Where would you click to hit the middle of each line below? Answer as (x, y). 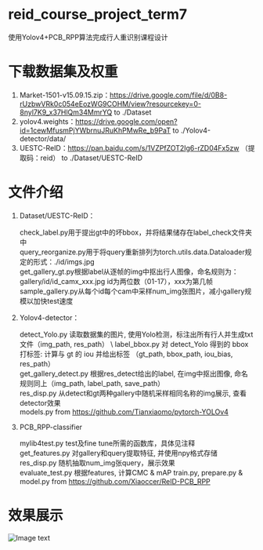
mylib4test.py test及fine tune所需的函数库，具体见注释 (107, 443)
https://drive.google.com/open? (126, 121)
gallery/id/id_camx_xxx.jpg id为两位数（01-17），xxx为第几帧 (116, 281)
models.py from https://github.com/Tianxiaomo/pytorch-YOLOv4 (124, 412)
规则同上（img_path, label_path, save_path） (92, 383)
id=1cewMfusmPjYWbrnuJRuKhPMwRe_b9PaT (95, 130)
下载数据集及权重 (63, 72)
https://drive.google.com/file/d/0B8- (168, 95)
